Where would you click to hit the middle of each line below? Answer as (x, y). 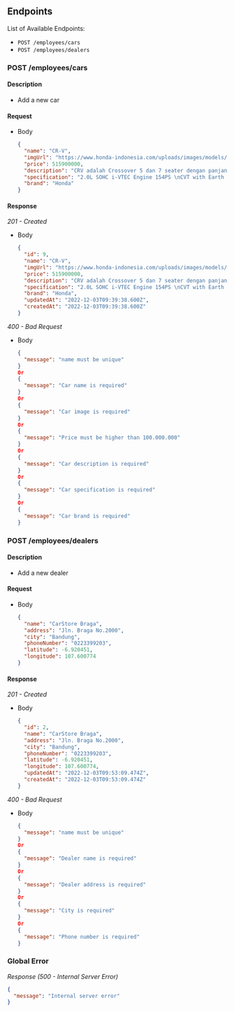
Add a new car (38, 100)
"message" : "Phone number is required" (82, 937)
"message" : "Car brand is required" (77, 516)
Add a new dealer (43, 573)
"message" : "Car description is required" (87, 464)
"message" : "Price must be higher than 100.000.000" (102, 438)
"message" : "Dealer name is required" (80, 858)
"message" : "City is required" (70, 911)
